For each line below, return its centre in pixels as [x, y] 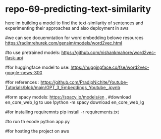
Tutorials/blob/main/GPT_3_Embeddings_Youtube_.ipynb [63, 87]
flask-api [14, 57]
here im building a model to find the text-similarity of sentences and [74, 23]
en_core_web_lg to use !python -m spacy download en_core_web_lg [75, 102]
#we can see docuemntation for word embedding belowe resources [74, 38]
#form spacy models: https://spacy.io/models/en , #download [68, 97]
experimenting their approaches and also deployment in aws [67, 28]
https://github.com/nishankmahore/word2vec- [108, 52]
